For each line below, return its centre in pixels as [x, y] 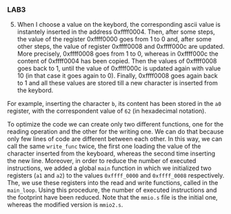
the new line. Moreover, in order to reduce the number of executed [102, 161]
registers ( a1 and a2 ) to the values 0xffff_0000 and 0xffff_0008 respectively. [116, 175]
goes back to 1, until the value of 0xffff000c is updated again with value [119, 68]
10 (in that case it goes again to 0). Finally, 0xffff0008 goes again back [118, 76]
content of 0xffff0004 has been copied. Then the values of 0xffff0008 [117, 61]
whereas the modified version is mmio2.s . [65, 205]
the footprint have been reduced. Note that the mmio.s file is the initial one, [113, 197]
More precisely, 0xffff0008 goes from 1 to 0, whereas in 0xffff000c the [118, 54]
